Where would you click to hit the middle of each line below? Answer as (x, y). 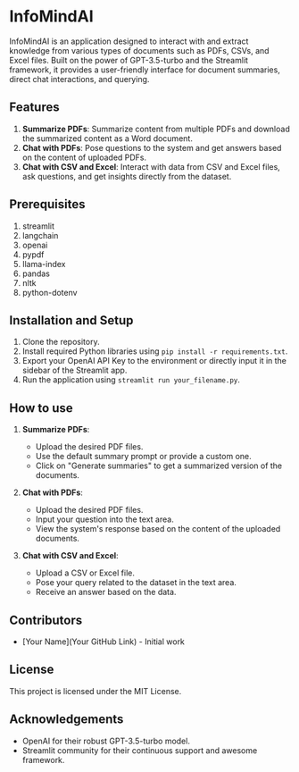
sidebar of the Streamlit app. (75, 370)
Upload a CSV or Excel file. (85, 573)
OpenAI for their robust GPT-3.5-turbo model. (106, 741)
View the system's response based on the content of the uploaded (158, 529)
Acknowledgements (66, 720)
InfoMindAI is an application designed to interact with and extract (129, 41)
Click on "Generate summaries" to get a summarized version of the (159, 466)
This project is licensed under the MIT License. (96, 691)
